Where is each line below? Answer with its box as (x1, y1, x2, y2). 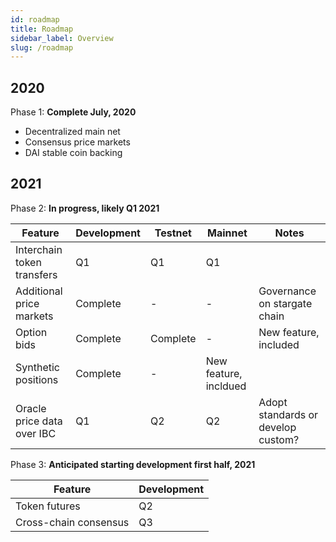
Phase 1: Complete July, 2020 (10, 106, 137, 118)
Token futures (15, 499, 81, 513)
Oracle (15, 401, 47, 415)
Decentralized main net (24, 126, 121, 138)
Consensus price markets (24, 136, 131, 148)
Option (15, 325, 48, 339)
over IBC (15, 426, 57, 440)
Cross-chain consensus (15, 515, 130, 529)
